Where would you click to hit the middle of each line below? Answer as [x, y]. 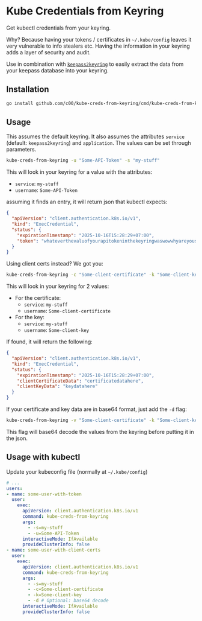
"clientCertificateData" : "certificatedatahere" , [81, 381]
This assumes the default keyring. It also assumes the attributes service [96, 136]
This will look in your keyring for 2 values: [58, 286]
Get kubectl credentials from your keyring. [59, 28]
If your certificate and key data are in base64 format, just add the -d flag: [97, 409]
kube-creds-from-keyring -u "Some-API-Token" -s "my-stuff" [83, 161]
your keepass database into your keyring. [58, 70]
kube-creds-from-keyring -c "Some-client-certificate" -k [80, 275]
